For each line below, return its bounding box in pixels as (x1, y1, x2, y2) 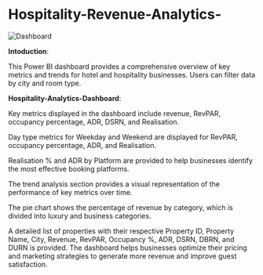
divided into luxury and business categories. (8, 211, 152, 220)
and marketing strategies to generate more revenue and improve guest (8, 251, 237, 260)
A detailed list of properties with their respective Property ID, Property (8, 226, 235, 236)
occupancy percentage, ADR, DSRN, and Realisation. (8, 117, 180, 126)
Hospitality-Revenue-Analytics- (8, 5, 222, 24)
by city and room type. (8, 78, 82, 88)
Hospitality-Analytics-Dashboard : (8, 93, 122, 103)
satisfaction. (8, 259, 49, 269)
